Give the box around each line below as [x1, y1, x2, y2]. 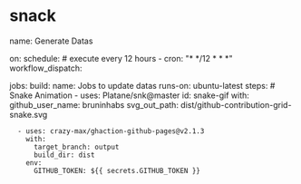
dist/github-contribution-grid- [180, 99, 292, 110]
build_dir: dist [33, 150, 95, 160]
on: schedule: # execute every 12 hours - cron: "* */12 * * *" [9, 53, 233, 63]
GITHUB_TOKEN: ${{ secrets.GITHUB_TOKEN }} [33, 166, 201, 175]
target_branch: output [33, 142, 120, 151]
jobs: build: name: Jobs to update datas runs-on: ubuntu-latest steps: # [9, 80, 276, 91]
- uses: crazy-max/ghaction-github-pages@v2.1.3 [17, 126, 205, 136]
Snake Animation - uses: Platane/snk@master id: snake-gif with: [9, 90, 249, 101]
